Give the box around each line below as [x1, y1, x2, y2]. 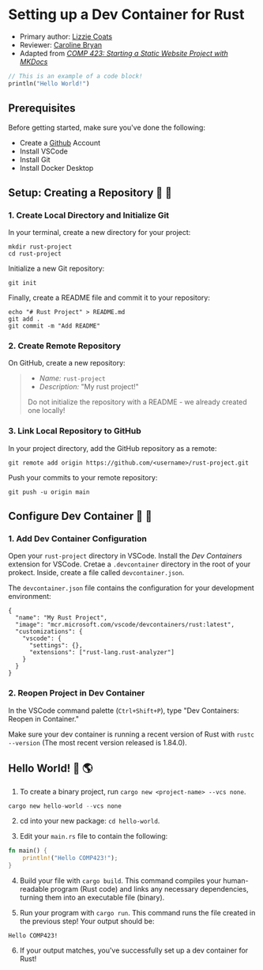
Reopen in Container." [8, 714, 79, 723]
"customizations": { [15, 627, 83, 636]
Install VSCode [19, 146, 69, 156]
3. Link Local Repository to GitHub [8, 426, 142, 437]
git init [8, 279, 37, 287]
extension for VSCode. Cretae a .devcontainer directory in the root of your [8, 559, 251, 569]
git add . [8, 315, 41, 324]
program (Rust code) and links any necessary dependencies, [50, 885, 249, 894]
